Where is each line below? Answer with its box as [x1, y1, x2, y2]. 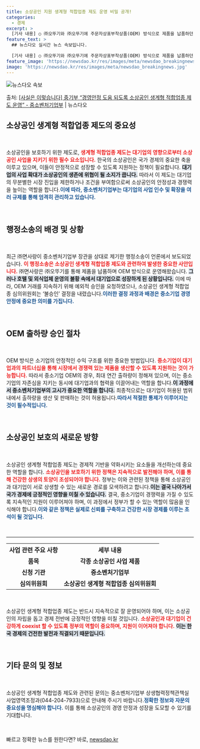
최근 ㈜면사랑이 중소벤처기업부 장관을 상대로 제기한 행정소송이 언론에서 [6, 253, 171, 260]
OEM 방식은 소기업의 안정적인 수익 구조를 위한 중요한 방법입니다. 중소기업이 [6, 356, 182, 364]
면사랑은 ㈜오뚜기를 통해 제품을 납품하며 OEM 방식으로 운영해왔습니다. [24, 268, 187, 275]
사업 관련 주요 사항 [9, 545, 58, 554]
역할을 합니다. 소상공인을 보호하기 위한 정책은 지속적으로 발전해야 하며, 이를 [12, 468, 186, 475]
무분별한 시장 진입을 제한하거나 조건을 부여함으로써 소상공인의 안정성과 [12, 178, 177, 186]
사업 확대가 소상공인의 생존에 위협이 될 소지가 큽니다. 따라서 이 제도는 [17, 171, 176, 178]
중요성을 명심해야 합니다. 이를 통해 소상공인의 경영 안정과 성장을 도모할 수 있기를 [6, 704, 192, 711]
